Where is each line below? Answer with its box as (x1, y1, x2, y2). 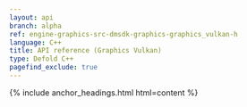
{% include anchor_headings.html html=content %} (9, 86, 199, 98)
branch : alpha (9, 21, 63, 30)
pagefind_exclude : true (9, 63, 98, 72)
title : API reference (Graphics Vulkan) (9, 46, 163, 55)
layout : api (9, 12, 54, 22)
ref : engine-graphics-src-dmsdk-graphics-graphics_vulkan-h (9, 29, 239, 38)
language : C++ (9, 37, 63, 47)
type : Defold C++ (9, 54, 74, 63)
